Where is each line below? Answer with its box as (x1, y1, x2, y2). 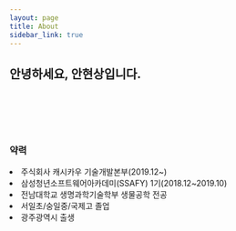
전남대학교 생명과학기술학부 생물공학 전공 (21, 189, 168, 200)
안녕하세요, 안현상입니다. (9, 65, 141, 82)
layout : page (9, 13, 59, 23)
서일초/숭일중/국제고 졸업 (21, 201, 110, 212)
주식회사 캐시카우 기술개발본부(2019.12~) (21, 166, 168, 177)
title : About (9, 22, 59, 31)
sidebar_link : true (9, 30, 84, 39)
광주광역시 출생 (21, 212, 76, 223)
